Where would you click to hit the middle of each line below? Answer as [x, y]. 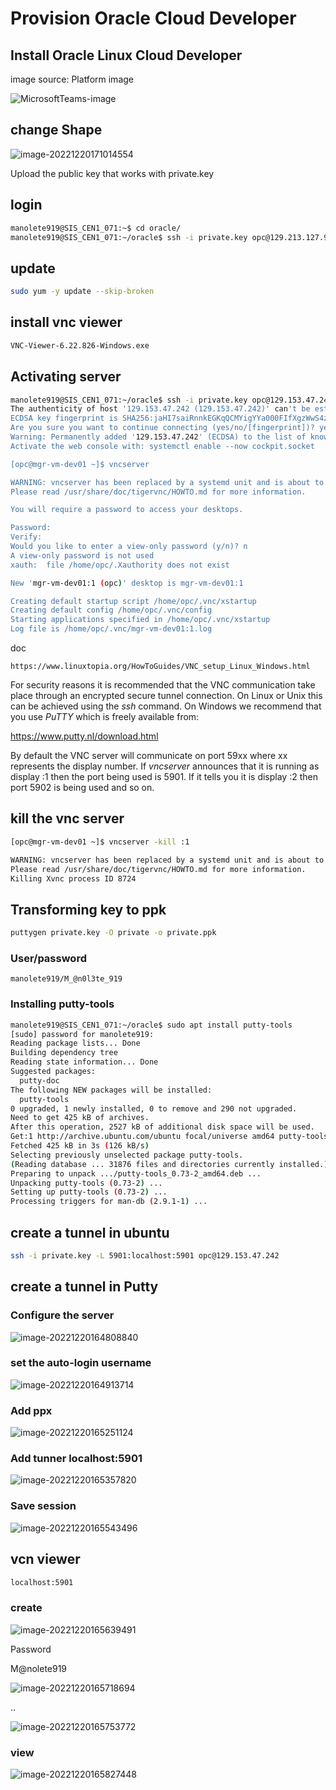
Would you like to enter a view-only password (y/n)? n [129, 547]
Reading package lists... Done [75, 1043]
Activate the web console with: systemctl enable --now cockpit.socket [162, 446]
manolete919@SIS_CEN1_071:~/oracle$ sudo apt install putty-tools [151, 1025]
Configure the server [62, 1315]
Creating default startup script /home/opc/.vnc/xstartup [133, 601]
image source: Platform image [72, 79]
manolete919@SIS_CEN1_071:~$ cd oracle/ [96, 228]
